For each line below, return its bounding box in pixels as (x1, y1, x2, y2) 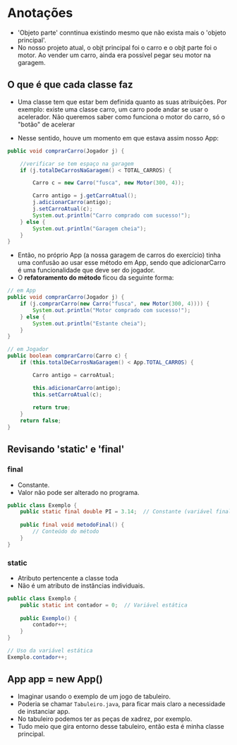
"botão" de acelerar (17, 120, 75, 129)
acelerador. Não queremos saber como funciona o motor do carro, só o (17, 112, 226, 121)
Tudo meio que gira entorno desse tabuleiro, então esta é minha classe (17, 722, 224, 730)
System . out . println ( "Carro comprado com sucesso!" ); (32, 212, 191, 219)
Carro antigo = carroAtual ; (32, 371, 115, 379)
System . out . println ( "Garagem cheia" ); (32, 225, 147, 232)
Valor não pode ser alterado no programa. (17, 488, 140, 496)
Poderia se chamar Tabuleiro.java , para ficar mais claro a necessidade (17, 699, 226, 708)
